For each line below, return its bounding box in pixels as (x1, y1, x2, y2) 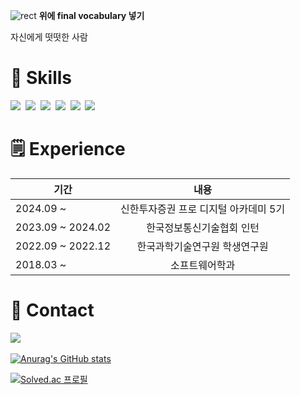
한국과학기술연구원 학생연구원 (136, 239, 269, 253)
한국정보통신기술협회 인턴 (146, 220, 260, 234)
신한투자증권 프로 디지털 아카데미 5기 (120, 202, 286, 216)
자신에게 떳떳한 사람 (10, 31, 88, 43)
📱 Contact (10, 299, 95, 322)
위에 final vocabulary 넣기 (38, 10, 145, 21)
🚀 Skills (10, 67, 73, 89)
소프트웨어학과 (170, 258, 236, 272)
